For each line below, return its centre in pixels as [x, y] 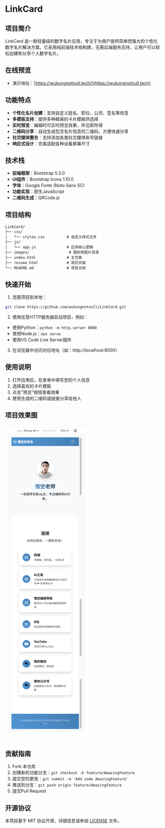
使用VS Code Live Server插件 [42, 339]
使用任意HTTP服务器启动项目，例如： [50, 317]
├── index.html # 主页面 [44, 258]
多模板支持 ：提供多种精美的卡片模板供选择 [55, 119]
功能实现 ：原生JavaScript [38, 192]
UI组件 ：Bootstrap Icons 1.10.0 [43, 179]
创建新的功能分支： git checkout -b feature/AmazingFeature [73, 773]
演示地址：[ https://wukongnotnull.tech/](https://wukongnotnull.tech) [82, 83]
